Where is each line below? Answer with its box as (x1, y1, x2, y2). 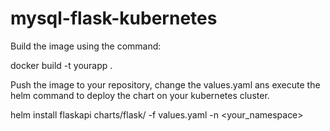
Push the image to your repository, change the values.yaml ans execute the (10, 78, 321, 91)
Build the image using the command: (10, 40, 162, 52)
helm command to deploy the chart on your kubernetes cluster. (10, 89, 270, 101)
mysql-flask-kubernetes (10, 7, 218, 30)
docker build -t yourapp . (10, 59, 113, 71)
